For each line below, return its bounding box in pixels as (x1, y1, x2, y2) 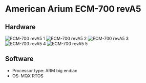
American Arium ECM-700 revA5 (5, 3, 142, 15)
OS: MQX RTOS (12, 73, 44, 79)
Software (5, 55, 34, 63)
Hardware (5, 23, 36, 31)
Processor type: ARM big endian (12, 67, 78, 73)
